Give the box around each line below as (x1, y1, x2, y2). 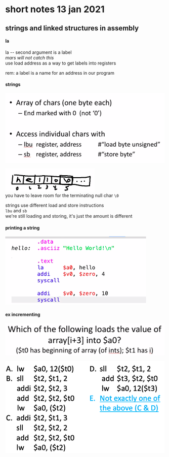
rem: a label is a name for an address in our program (5, 70, 115, 76)
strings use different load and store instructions (5, 202, 104, 209)
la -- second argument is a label (5, 49, 72, 55)
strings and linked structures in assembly (5, 24, 139, 32)
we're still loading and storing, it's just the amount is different (5, 213, 133, 219)
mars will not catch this (5, 54, 54, 60)
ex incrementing (5, 311, 40, 318)
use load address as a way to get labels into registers (5, 60, 116, 66)
